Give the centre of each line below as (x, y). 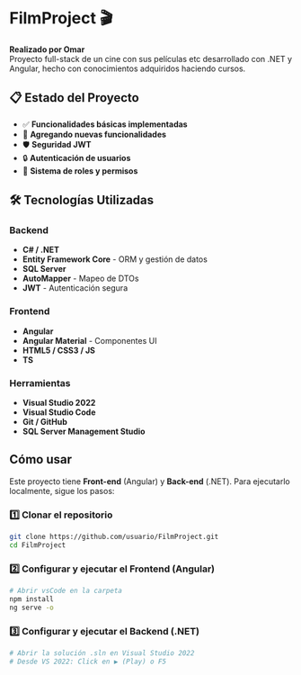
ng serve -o (31, 607)
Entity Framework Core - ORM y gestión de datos (115, 259)
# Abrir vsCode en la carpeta (66, 591)
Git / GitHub (44, 422)
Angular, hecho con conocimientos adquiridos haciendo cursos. (128, 68)
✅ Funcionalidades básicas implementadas (105, 124)
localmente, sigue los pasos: (62, 490)
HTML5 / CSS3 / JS (59, 350)
